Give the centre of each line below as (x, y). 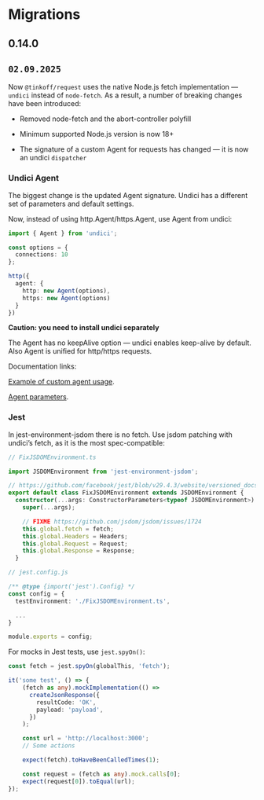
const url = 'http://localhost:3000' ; (86, 739)
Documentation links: (42, 366)
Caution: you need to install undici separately (84, 328)
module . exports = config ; (50, 637)
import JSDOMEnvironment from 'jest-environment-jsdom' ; (103, 472)
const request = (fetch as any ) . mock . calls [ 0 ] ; (101, 774)
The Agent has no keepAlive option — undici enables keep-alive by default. (130, 343)
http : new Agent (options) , (66, 291)
